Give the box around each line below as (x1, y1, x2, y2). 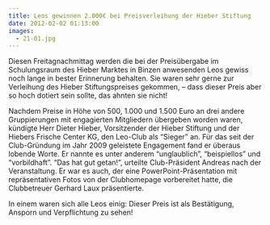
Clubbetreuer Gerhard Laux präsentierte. (8, 183, 144, 194)
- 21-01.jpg (15, 34, 57, 43)
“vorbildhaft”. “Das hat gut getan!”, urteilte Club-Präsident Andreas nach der (8, 158, 262, 168)
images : (8, 27, 35, 35)
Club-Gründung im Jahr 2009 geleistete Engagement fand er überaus (8, 140, 241, 150)
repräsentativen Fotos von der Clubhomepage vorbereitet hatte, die (8, 175, 233, 185)
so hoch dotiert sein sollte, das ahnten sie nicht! (8, 90, 168, 101)
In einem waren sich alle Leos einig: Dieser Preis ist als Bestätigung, (8, 199, 234, 209)
